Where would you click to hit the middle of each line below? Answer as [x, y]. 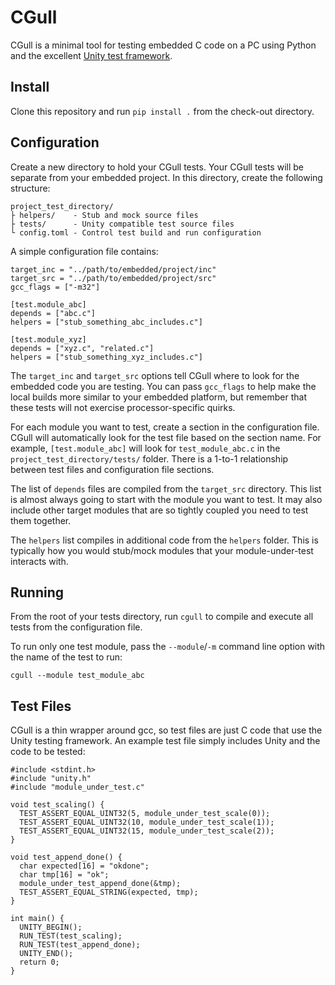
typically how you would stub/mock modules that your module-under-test [162, 550]
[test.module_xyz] [48, 339]
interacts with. [39, 561]
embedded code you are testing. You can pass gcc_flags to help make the [163, 386]
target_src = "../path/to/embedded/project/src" [113, 278]
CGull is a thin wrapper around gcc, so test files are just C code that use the [166, 730]
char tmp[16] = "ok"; [64, 875]
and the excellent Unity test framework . [91, 55]
